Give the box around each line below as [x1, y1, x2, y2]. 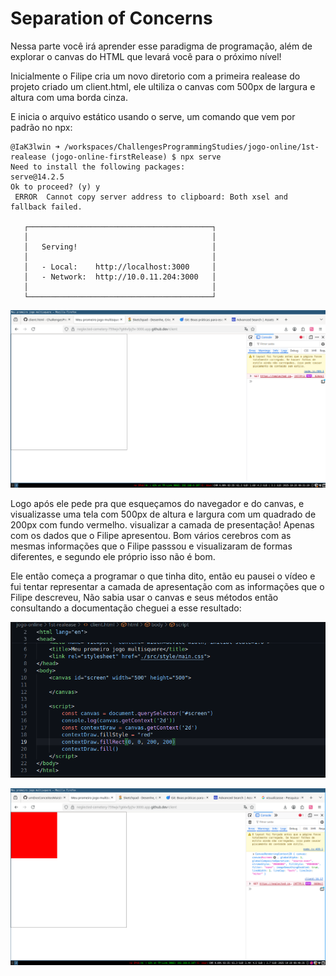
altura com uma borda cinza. [10, 91, 128, 103]
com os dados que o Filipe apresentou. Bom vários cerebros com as [10, 529, 292, 541]
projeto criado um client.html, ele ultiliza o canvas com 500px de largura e [10, 80, 316, 92]
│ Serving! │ [23, 242, 217, 252]
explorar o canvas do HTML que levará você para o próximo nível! [10, 50, 282, 62]
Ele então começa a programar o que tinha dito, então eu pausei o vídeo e [10, 570, 316, 582]
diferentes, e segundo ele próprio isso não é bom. [10, 550, 216, 562]
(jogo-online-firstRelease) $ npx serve [50, 152, 222, 162]
